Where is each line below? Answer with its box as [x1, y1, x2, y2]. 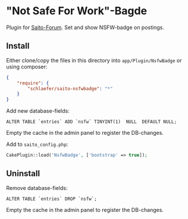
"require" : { [17, 80, 49, 86]
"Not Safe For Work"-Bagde [6, 4, 148, 18]
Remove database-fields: [6, 184, 68, 191]
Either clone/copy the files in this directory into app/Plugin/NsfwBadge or [6, 56, 182, 64]
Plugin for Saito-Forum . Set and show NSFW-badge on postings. [6, 24, 165, 31]
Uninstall [6, 169, 40, 179]
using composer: [6, 63, 48, 70]
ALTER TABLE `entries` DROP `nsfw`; [6, 196, 97, 202]
